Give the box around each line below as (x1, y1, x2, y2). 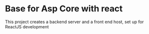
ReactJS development (5, 24, 49, 29)
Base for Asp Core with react (5, 3, 123, 14)
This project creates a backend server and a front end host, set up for (5, 19, 144, 25)
